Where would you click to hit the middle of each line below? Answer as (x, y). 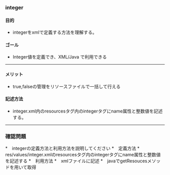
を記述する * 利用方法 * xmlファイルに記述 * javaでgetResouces (76, 161)
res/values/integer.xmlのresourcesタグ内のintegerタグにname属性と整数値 (83, 155)
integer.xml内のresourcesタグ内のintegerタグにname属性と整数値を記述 (88, 111)
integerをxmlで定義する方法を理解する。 (55, 32)
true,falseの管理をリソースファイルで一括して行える (67, 86)
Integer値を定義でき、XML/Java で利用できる (60, 57)
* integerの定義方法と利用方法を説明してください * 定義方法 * (73, 148)
